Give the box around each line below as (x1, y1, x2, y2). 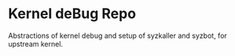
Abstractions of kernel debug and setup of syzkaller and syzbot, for (8, 31, 228, 40)
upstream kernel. (8, 39, 64, 48)
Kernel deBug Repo (8, 5, 136, 23)
